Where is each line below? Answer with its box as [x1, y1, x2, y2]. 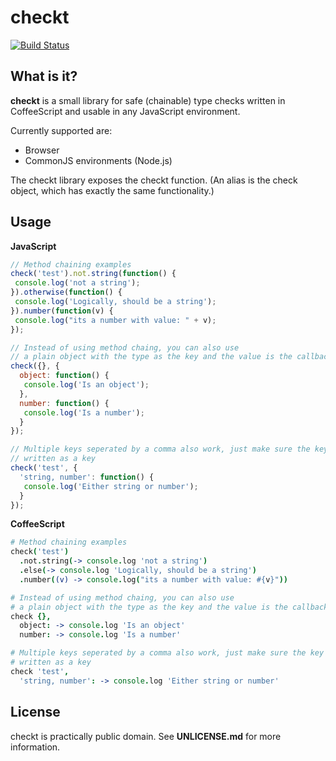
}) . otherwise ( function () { [10, 287, 123, 298]
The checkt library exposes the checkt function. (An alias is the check [10, 174, 298, 186]
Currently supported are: [10, 124, 113, 136]
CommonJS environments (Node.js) [24, 154, 173, 166]
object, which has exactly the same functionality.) [10, 184, 215, 196]
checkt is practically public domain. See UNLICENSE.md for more [10, 730, 282, 742]
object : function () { [19, 371, 110, 381]
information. [10, 741, 61, 753]
